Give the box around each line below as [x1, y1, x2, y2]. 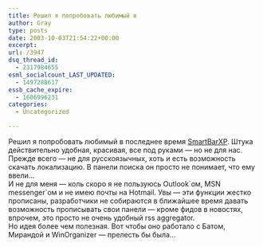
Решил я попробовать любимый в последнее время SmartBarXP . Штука [8, 137, 253, 146]
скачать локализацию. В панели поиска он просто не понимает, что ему [8, 163, 256, 171]
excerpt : [8, 41, 37, 49]
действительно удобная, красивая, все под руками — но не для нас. [8, 145, 243, 155]
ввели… [8, 171, 35, 180]
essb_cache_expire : [8, 85, 73, 94]
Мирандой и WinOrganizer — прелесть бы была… [8, 230, 176, 239]
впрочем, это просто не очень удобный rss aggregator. [8, 213, 195, 222]
